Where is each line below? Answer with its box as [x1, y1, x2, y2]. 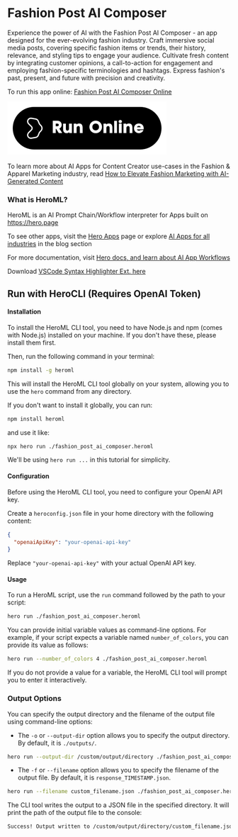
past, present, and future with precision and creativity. [7, 73, 166, 82]
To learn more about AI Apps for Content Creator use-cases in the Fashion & [7, 162, 230, 170]
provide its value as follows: [7, 641, 89, 650]
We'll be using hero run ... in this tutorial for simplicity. [7, 455, 171, 464]
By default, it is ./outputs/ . [17, 738, 97, 747]
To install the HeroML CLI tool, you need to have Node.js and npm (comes [7, 323, 223, 331]
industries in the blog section [7, 240, 92, 248]
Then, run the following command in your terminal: [7, 352, 155, 360]
